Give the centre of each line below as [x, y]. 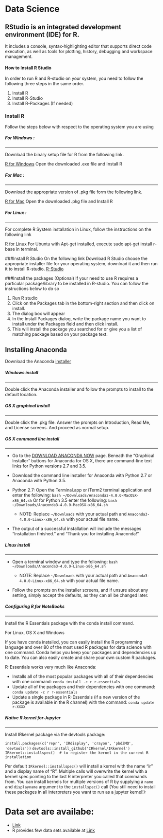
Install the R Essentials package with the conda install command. [70, 623]
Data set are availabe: [49, 812]
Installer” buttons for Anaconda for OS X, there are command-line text [82, 461]
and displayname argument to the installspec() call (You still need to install [81, 787]
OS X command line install [32, 438]
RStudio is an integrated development [63, 27]
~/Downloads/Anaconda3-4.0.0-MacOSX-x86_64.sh [60, 505]
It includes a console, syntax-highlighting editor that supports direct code [78, 46]
